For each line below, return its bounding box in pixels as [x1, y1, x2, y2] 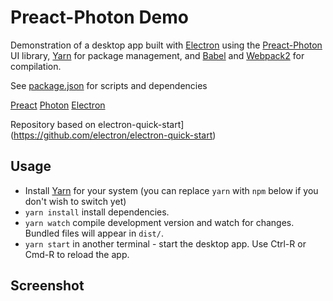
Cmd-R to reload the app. [24, 248, 130, 260]
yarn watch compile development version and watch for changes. [24, 216, 295, 228]
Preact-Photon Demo [10, 6, 190, 29]
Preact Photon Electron [10, 99, 106, 111]
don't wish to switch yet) [24, 195, 127, 207]
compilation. [10, 60, 62, 72]
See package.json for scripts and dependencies [10, 79, 208, 91]
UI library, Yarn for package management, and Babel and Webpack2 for [10, 49, 305, 61]
